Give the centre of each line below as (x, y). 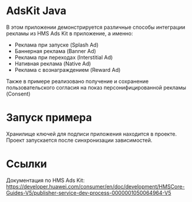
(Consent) (18, 94)
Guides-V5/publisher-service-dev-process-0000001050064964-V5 (89, 193)
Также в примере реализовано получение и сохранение (77, 81)
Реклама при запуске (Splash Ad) (57, 45)
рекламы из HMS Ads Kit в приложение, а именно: (70, 33)
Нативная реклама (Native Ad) (53, 64)
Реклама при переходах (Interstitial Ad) (64, 57)
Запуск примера (49, 117)
